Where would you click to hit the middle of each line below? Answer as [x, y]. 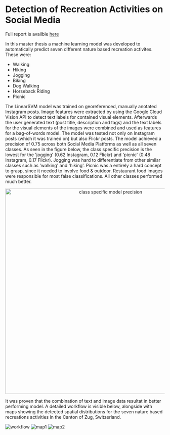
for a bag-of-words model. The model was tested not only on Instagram [80, 133]
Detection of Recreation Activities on [84, 9]
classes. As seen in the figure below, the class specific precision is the [79, 149]
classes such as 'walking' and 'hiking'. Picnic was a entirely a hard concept [83, 165]
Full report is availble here [32, 34]
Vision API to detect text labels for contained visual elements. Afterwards [81, 117]
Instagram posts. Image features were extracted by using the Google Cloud [84, 112]
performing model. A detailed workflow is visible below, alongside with [79, 406]
